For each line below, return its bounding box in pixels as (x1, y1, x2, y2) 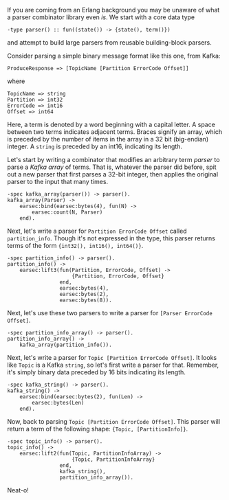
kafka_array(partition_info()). (19, 341, 112, 348)
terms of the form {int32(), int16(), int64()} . (7, 242, 144, 249)
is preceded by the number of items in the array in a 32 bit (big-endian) (7, 135, 209, 143)
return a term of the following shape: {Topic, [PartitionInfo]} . (7, 425, 188, 433)
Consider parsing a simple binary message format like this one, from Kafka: (7, 52, 221, 60)
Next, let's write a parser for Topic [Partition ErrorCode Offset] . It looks (7, 354, 217, 361)
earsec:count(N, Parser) (32, 209, 103, 216)
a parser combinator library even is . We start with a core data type (7, 13, 195, 21)
